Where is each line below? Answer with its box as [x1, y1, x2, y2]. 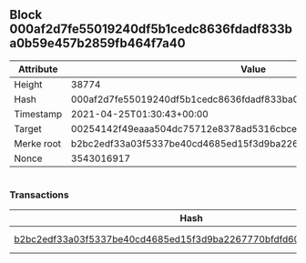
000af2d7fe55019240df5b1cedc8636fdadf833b [9, 22, 293, 37]
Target [14, 122, 43, 135]
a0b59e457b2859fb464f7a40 [9, 35, 186, 51]
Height [14, 77, 43, 90]
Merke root [14, 137, 62, 149]
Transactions [9, 188, 70, 201]
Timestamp [14, 107, 63, 120]
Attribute [17, 63, 58, 76]
